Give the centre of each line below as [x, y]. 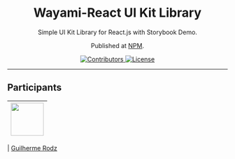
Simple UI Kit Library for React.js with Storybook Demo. [117, 32]
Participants [34, 88]
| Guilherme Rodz [32, 148]
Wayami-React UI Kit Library [117, 13]
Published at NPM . [117, 45]
